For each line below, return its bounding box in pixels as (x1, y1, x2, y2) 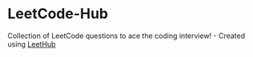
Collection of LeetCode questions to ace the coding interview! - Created (7, 31, 246, 40)
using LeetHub (7, 39, 56, 48)
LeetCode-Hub (7, 5, 109, 23)
